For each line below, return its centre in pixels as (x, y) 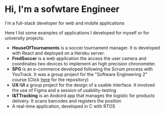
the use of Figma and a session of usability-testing (64, 90)
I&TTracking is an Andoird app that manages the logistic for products (83, 95)
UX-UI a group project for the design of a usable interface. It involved (83, 85)
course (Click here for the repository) (50, 79)
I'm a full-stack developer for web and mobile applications (64, 23)
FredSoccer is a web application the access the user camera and (79, 58)
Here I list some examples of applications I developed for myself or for (77, 32)
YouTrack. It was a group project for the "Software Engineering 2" (80, 74)
